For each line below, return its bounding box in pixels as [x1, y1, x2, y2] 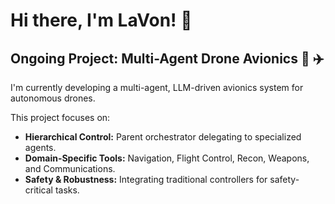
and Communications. [24, 163, 116, 174]
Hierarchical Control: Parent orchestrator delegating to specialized [24, 131, 302, 143]
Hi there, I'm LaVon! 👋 [10, 9, 193, 32]
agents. [24, 142, 57, 153]
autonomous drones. [10, 92, 96, 104]
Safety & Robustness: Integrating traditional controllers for [24, 174, 268, 185]
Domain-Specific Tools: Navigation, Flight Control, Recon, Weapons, [24, 152, 310, 164]
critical [24, 184, 53, 196]
